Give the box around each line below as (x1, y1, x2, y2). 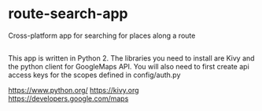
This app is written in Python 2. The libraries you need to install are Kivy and (8, 54, 255, 63)
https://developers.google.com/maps (8, 94, 129, 103)
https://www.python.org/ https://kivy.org (8, 86, 139, 95)
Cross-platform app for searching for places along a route (8, 31, 196, 40)
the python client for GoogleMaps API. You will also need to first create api (8, 62, 249, 72)
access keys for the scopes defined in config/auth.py (8, 70, 181, 80)
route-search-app (8, 5, 128, 23)
